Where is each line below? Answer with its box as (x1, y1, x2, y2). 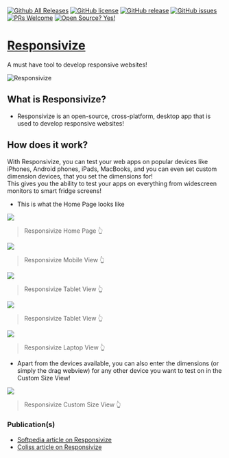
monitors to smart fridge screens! (7, 186, 101, 195)
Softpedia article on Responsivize (16, 435, 112, 444)
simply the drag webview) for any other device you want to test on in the (16, 366, 222, 374)
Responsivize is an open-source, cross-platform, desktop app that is (16, 112, 211, 120)
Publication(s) (7, 420, 56, 429)
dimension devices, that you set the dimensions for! (7, 172, 153, 180)
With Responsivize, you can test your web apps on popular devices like (7, 157, 208, 165)
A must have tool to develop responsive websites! (7, 60, 147, 69)
